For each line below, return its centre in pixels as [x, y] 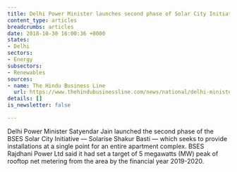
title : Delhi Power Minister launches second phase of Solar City [107, 14]
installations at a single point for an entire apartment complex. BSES [106, 146]
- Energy [20, 60]
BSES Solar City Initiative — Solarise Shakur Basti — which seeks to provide [117, 138]
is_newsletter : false [39, 105]
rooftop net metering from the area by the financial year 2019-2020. [106, 161]
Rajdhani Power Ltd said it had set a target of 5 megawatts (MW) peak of [113, 153]
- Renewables [26, 72]
